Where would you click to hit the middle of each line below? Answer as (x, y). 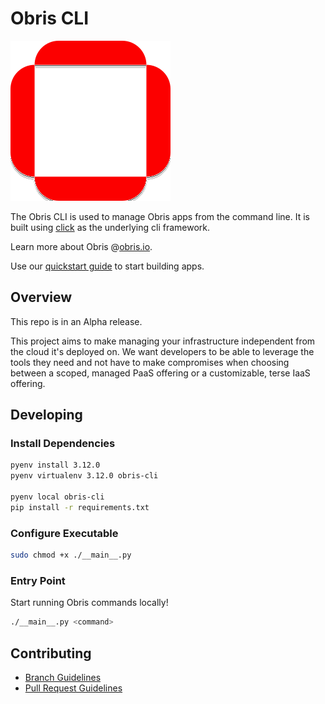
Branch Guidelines (63, 677)
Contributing (51, 653)
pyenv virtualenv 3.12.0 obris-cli (84, 476)
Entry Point (38, 580)
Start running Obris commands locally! (89, 603)
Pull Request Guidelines (73, 688)
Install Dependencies (63, 444)
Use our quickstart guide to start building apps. (107, 266)
